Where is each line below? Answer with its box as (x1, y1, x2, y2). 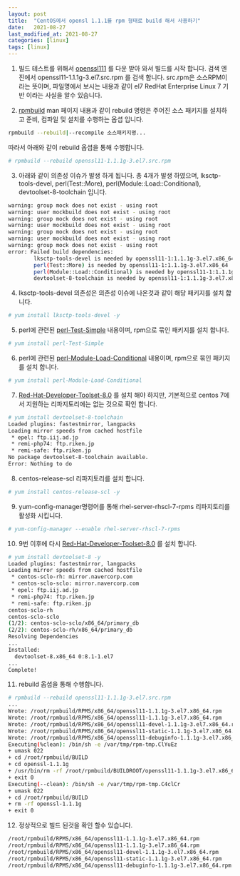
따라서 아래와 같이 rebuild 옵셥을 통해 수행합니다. (8, 143, 145, 151)
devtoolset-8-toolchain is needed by (33, 275, 145, 282)
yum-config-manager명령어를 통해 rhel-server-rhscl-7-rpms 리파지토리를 (18, 502, 231, 510)
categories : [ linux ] (8, 37, 70, 44)
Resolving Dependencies (8, 633, 79, 640)
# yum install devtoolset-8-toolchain (8, 413, 123, 421)
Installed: (8, 646, 41, 653)
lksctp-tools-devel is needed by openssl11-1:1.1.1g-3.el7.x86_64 (33, 255, 235, 262)
